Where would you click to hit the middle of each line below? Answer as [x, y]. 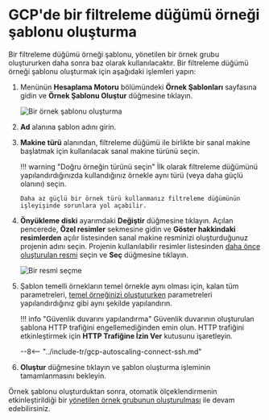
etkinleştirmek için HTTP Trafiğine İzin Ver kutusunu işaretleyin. [126, 335]
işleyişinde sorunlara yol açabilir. [83, 206]
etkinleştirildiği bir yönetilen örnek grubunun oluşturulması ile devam [122, 400]
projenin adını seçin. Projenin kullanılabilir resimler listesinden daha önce [140, 246]
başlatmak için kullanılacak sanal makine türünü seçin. [110, 151]
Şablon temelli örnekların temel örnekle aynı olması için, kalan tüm [129, 286]
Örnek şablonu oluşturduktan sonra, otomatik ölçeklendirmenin [113, 391]
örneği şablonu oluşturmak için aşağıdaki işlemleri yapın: [102, 71]
